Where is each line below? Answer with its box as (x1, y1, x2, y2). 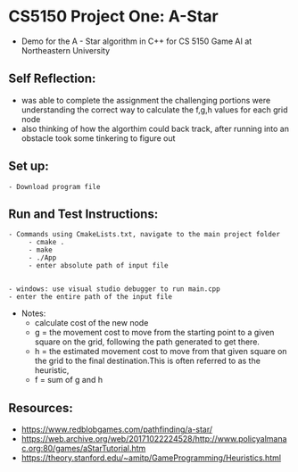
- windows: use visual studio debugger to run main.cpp (8, 285, 220, 294)
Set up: (8, 159, 50, 174)
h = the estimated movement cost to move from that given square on (34, 346, 287, 357)
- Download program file (8, 182, 101, 191)
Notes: (21, 308, 46, 319)
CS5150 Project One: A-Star (8, 6, 219, 27)
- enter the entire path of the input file (8, 293, 173, 302)
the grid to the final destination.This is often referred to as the (34, 355, 261, 367)
